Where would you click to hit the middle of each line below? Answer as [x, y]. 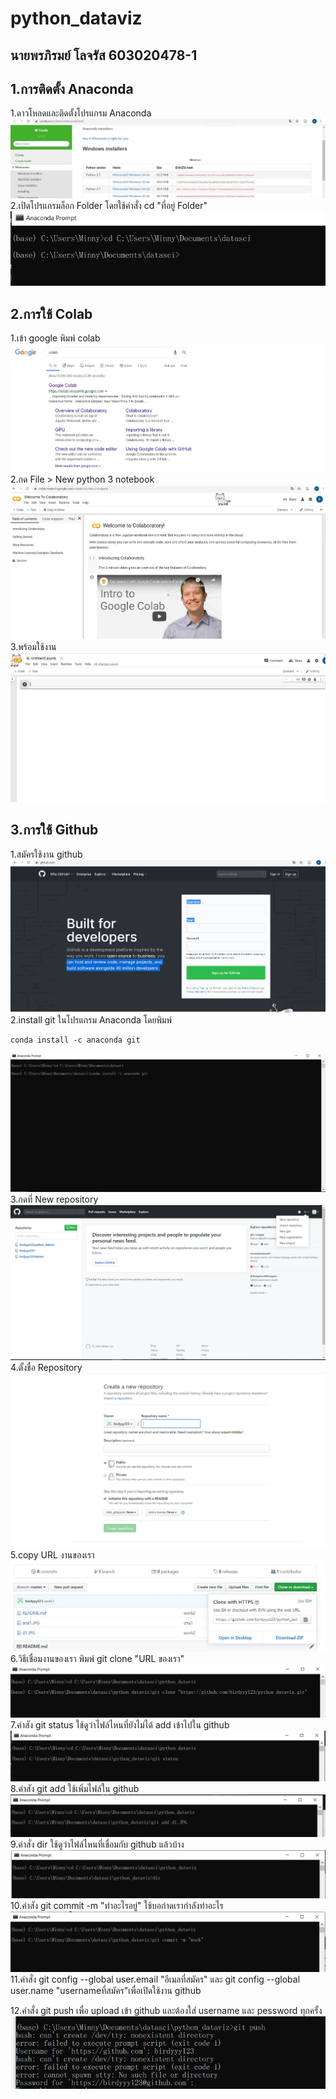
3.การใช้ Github [54, 830]
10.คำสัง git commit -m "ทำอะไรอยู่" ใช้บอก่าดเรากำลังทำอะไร [117, 1906]
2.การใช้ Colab [51, 313]
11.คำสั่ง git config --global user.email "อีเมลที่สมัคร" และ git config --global [155, 1979]
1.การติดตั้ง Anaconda [72, 88]
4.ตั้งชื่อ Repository [46, 1367]
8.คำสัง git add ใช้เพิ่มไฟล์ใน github [75, 1788]
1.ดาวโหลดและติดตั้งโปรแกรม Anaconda [81, 113]
